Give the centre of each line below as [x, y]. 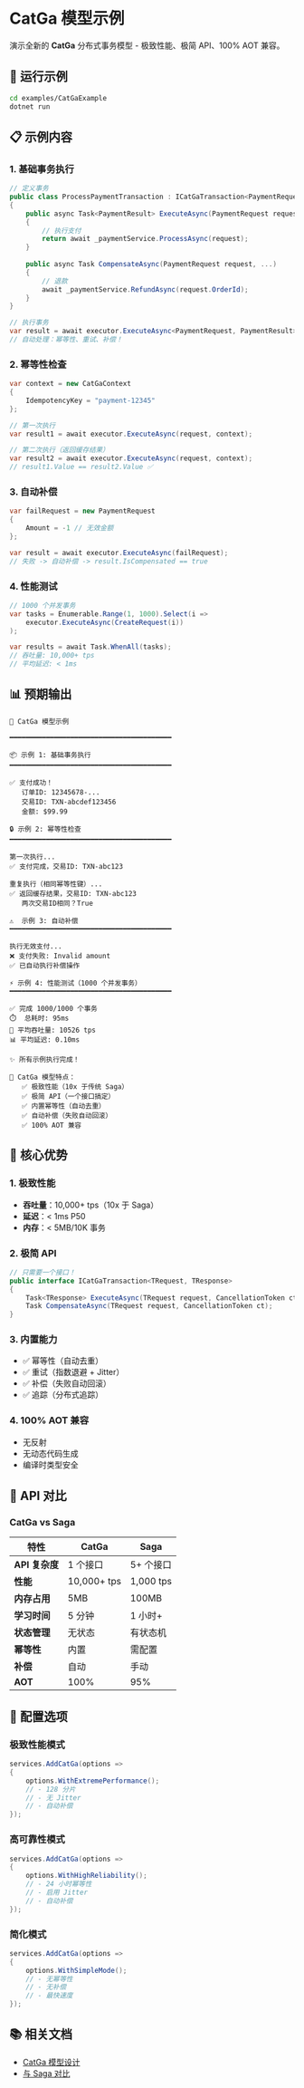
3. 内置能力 [33, 1340]
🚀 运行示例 [38, 77]
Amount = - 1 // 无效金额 [70, 528]
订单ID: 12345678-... [61, 792]
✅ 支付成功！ [31, 783]
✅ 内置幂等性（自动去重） [63, 1106]
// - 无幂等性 [49, 1979]
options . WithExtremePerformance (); [93, 1781]
